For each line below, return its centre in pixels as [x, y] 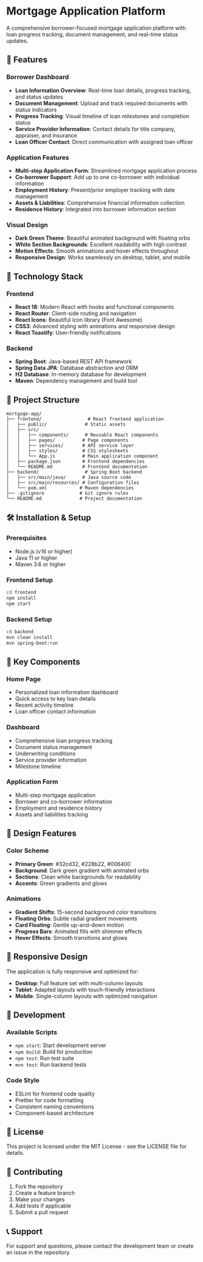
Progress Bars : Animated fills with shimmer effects [78, 931]
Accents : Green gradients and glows [61, 883]
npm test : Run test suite [45, 1059]
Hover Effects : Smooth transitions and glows [71, 937]
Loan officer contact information [55, 712]
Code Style [23, 1080]
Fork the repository [39, 1187]
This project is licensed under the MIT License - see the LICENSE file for [96, 1146]
